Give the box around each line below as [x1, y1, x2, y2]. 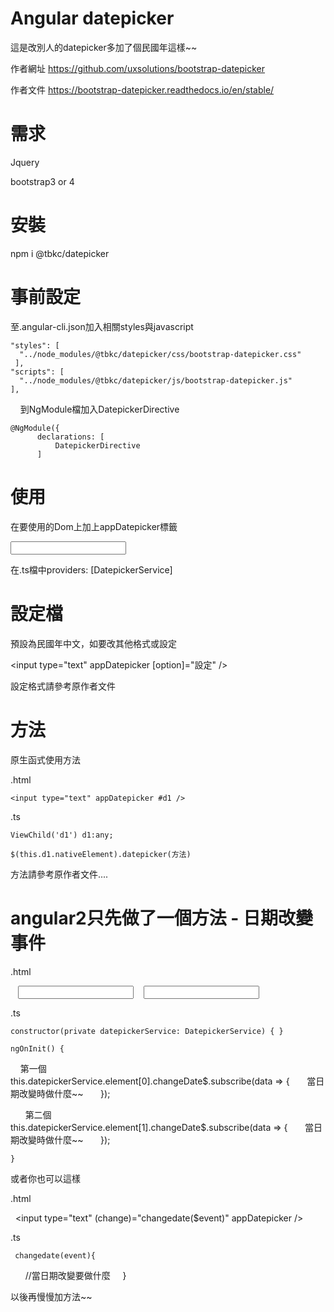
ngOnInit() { [10, 1043, 65, 1054]
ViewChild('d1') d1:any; [10, 830, 114, 840]
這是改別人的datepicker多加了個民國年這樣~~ [10, 41, 198, 53]
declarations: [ [36, 432, 105, 442]
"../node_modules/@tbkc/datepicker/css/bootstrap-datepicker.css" [19, 349, 302, 359]
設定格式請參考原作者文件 [10, 680, 116, 692]
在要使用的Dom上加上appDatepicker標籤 [10, 520, 178, 532]
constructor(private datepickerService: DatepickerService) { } [10, 1026, 284, 1036]
